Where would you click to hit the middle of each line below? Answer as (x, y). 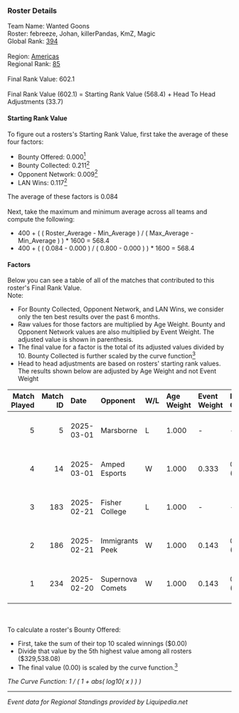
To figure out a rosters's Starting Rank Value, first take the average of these (118, 134)
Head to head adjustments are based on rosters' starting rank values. (119, 363)
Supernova (119, 579)
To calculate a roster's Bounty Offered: (64, 630)
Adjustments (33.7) (36, 102)
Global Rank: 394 (33, 41)
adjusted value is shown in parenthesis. (75, 340)
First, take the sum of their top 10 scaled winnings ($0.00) (102, 643)
